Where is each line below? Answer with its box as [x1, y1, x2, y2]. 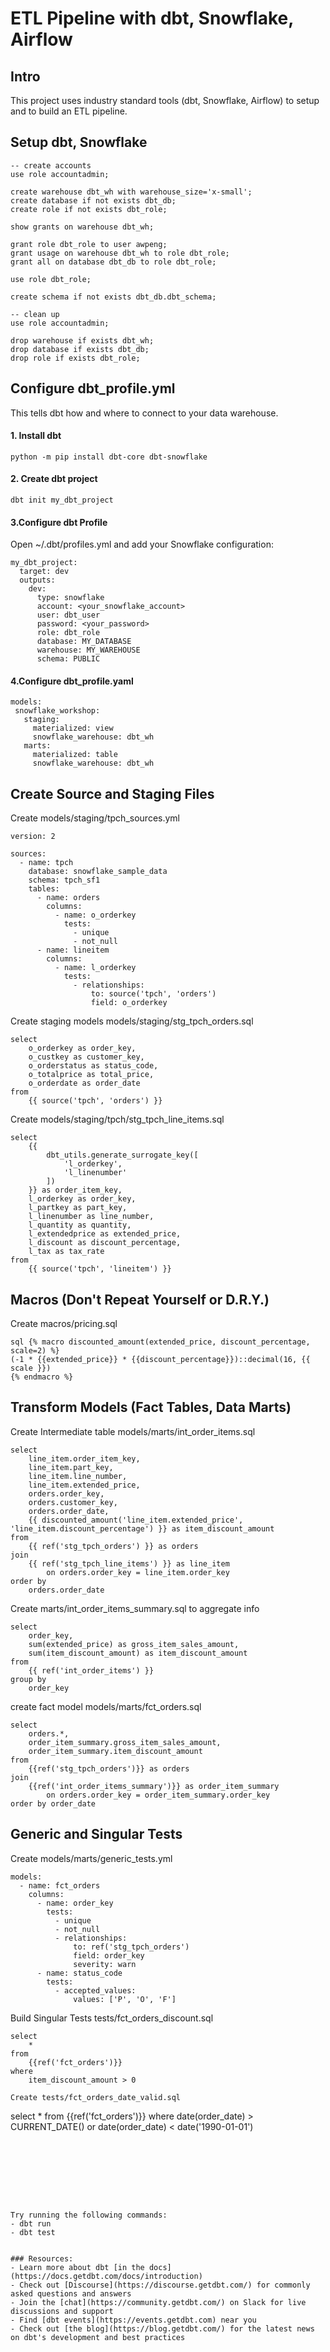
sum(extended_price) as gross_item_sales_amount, [28, 1639, 240, 1649]
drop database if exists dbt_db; [10, 344, 150, 354]
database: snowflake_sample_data [28, 867, 168, 877]
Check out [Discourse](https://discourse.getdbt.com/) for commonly [19, 2280, 311, 2290]
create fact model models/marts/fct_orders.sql [10, 1700, 202, 1712]
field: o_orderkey [90, 998, 168, 1008]
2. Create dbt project [10, 473, 98, 485]
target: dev [19, 567, 70, 577]
